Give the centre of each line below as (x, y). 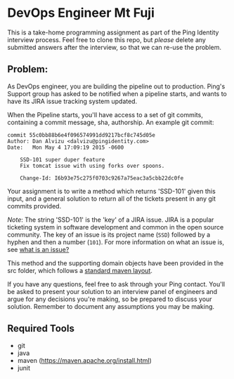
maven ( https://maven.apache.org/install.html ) (85, 360)
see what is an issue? (38, 249)
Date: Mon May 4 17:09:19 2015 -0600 (66, 147)
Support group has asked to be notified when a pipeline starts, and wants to (117, 93)
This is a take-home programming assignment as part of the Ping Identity (113, 32)
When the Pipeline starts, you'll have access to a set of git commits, (105, 114)
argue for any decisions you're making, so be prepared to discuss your (110, 299)
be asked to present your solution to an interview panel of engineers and (112, 291)
